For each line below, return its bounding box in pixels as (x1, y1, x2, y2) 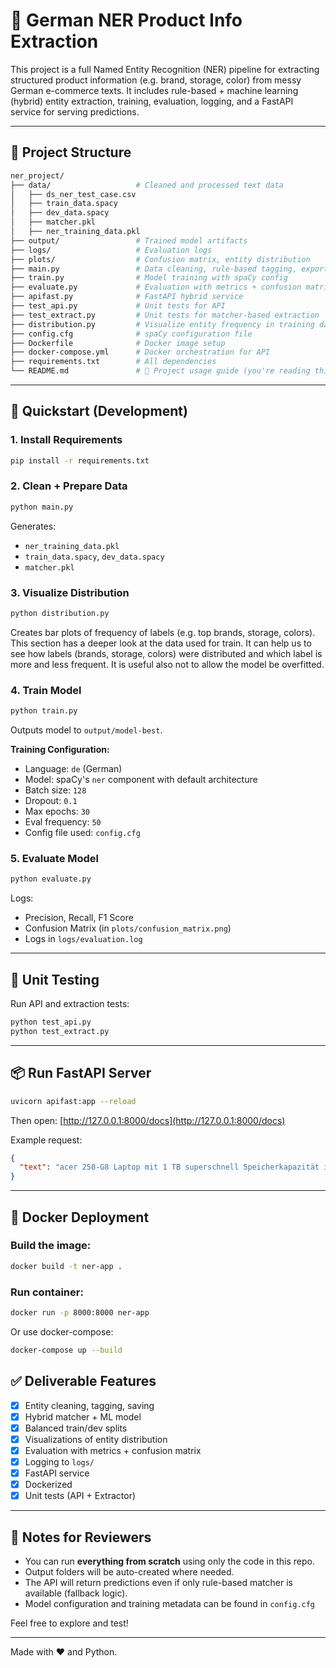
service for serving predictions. (10, 105, 140, 118)
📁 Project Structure (10, 144, 132, 161)
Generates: (10, 520, 57, 532)
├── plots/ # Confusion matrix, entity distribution (10, 254, 311, 264)
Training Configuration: (10, 744, 110, 756)
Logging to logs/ (24, 1455, 95, 1468)
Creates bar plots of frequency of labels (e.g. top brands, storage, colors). (10, 626, 316, 638)
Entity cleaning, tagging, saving (24, 1399, 155, 1411)
